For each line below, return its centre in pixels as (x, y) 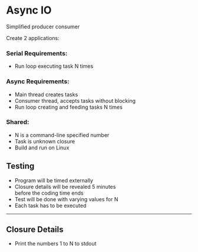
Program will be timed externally (54, 180)
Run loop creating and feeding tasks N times (68, 107)
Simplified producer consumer (43, 27)
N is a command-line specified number (62, 135)
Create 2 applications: (33, 38)
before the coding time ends (49, 193)
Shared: (18, 122)
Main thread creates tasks (46, 94)
